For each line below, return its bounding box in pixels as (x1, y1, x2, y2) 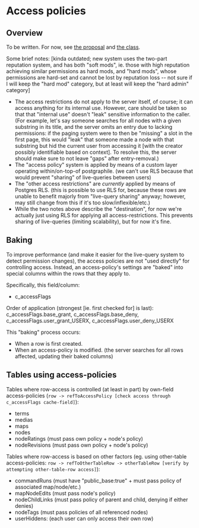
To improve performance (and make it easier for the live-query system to (6, 251, 185, 258)
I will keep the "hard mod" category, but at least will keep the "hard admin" (6, 80, 189, 87)
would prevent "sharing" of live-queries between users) (14, 174, 151, 181)
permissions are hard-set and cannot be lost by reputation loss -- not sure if (6, 74, 192, 81)
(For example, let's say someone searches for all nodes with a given (14, 117, 181, 124)
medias (14, 416, 33, 423)
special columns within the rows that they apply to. (6, 270, 131, 277)
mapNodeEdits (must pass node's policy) (14, 489, 116, 497)
